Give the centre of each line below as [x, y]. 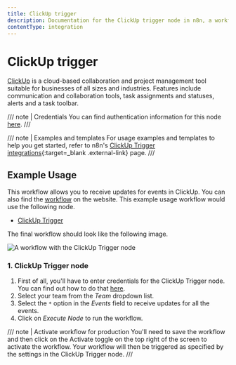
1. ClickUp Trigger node [48, 266]
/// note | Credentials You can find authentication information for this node [114, 117]
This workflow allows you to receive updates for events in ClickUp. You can [116, 192]
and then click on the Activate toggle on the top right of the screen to [107, 339]
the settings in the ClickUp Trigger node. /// [70, 354]
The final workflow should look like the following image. [88, 234]
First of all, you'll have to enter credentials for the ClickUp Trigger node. [121, 281]
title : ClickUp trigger [42, 14]
